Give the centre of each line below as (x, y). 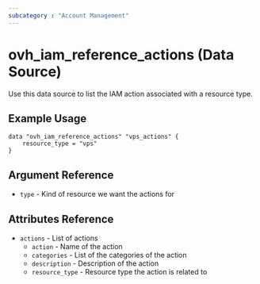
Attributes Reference (61, 219)
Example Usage (48, 119)
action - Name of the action (77, 246)
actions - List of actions (59, 238)
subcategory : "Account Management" (69, 15)
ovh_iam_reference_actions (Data (121, 54)
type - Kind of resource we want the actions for (97, 194)
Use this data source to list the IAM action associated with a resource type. (131, 94)
